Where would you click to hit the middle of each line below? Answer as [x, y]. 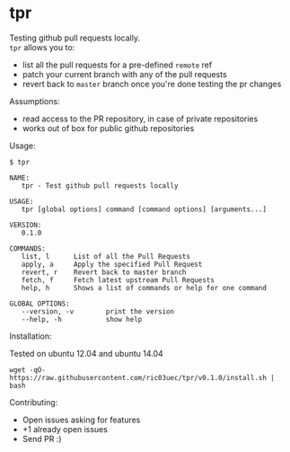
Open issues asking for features [81, 420]
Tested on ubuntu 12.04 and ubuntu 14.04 [86, 353]
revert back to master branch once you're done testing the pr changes [152, 84]
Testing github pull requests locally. [75, 38]
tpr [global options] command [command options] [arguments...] [144, 209]
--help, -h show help [82, 319]
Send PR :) [42, 439]
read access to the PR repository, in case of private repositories [140, 119]
